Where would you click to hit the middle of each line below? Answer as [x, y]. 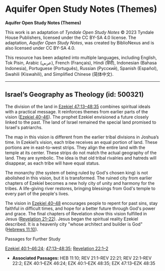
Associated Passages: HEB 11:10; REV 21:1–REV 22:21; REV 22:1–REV [82, 258]
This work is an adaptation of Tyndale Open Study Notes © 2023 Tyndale [80, 32]
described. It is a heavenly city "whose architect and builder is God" [74, 224]
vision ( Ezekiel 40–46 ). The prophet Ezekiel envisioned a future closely [77, 117]
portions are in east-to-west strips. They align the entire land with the [75, 147]
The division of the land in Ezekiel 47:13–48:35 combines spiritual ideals [78, 106]
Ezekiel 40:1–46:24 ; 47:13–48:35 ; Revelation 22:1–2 [57, 248]
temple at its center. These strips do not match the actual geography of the [81, 152]
